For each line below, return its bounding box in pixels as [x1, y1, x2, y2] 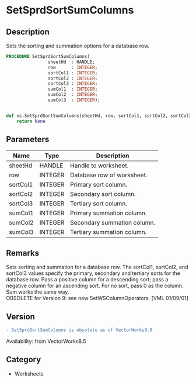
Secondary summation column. [69, 219, 156, 227]
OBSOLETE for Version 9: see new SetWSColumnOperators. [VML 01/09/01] [6, 295, 188, 302]
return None [16, 118, 45, 124]
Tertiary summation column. [69, 228, 147, 236]
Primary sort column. [69, 181, 128, 189]
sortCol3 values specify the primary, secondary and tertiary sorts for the [6, 270, 181, 277]
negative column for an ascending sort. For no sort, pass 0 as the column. [6, 282, 184, 290]
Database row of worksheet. [69, 171, 148, 179]
